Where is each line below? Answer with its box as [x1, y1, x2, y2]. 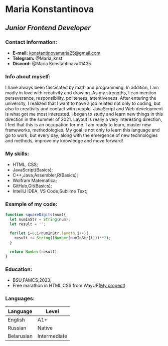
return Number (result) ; [10, 249, 59, 254]
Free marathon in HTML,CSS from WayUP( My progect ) [12, 282, 126, 288]
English [8, 316, 25, 323]
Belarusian [8, 332, 33, 339]
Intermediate [37, 332, 68, 339]
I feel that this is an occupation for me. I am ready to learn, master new [5, 122, 151, 128]
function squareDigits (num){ [5, 212, 66, 217]
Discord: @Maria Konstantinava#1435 [12, 60, 91, 66]
